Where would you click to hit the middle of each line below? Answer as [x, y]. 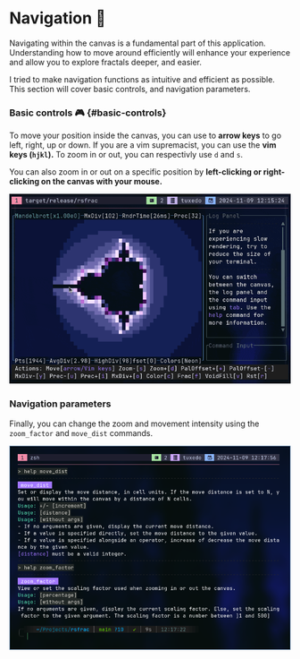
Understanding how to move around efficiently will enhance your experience [150, 52]
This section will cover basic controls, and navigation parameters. [130, 89]
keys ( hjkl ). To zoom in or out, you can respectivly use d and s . [126, 155]
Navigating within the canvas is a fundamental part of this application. [137, 43]
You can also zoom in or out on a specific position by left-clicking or [135, 172]
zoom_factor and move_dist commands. [81, 432]
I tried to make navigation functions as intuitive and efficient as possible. [142, 79]
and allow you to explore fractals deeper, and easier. [106, 62]
